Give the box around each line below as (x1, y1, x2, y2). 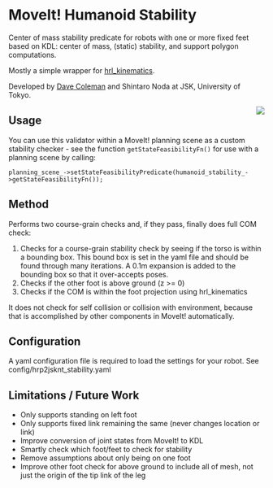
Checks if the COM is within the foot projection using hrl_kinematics (19, 286, 248, 296)
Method (8, 198, 50, 211)
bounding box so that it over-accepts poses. (19, 269, 169, 279)
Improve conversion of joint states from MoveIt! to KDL (19, 436, 204, 446)
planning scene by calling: (8, 152, 96, 162)
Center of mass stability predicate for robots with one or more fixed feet (8, 33, 249, 42)
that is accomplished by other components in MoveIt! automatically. (8, 311, 235, 320)
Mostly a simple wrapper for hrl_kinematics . (8, 65, 155, 75)
